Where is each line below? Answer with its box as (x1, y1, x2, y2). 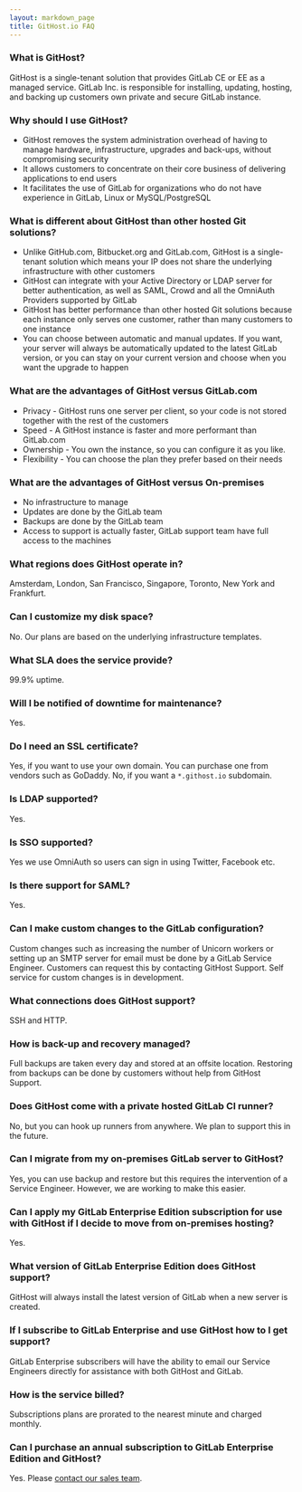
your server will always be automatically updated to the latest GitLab (22, 343, 278, 354)
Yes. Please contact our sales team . (9, 1473, 143, 1484)
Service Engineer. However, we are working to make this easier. (9, 1182, 247, 1193)
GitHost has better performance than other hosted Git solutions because (22, 304, 292, 315)
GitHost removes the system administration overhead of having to (22, 135, 269, 146)
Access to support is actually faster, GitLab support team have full (22, 525, 269, 536)
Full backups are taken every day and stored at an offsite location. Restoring (9, 1058, 293, 1069)
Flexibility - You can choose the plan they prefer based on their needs (22, 454, 283, 464)
